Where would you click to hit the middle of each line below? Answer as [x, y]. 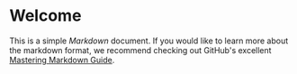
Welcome [45, 16]
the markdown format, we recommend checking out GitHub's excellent [140, 50]
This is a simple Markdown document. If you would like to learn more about [149, 41]
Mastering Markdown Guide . [62, 60]
